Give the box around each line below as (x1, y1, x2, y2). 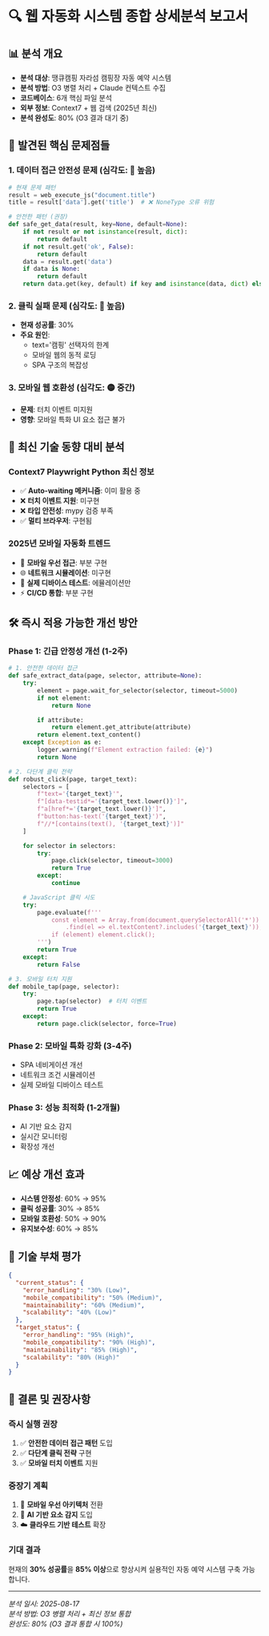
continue (50, 879, 81, 887)
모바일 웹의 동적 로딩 (31, 350, 97, 360)
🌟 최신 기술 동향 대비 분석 (8, 440, 125, 454)
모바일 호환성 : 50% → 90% (19, 1214, 106, 1223)
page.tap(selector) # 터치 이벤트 (37, 997, 147, 1006)
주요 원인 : (19, 330, 50, 340)
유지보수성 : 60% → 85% (19, 1224, 98, 1234)
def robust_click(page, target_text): (8, 775, 138, 783)
